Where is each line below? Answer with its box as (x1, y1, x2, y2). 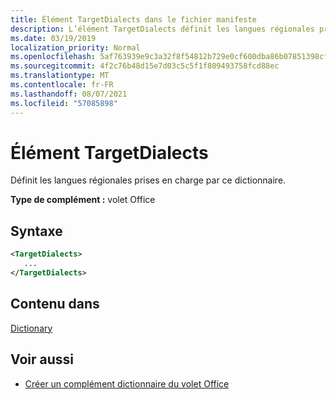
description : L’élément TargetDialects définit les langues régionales (10, 24, 315, 34)
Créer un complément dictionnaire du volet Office (24, 377, 230, 390)
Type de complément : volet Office (10, 194, 156, 206)
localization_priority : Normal (10, 42, 141, 53)
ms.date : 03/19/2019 (10, 33, 97, 43)
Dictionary (10, 322, 53, 334)
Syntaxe (10, 222, 63, 240)
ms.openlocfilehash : (10, 52, 97, 62)
